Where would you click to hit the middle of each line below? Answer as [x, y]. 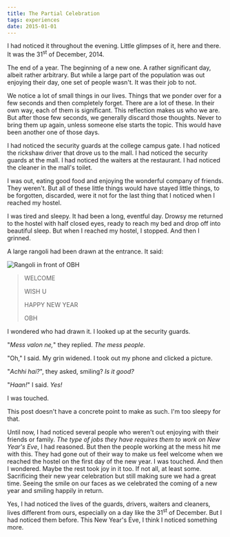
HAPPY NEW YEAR [51, 305]
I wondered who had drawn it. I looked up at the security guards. [99, 332]
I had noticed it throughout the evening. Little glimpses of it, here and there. [114, 46]
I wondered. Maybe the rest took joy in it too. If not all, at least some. [104, 469]
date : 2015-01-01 [32, 26]
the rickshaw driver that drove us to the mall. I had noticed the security [107, 153]
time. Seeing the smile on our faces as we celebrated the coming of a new [112, 483]
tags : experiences [33, 20]
